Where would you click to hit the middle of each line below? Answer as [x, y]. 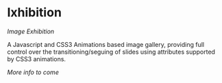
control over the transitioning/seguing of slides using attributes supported [111, 52]
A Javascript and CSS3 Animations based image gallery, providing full [106, 44]
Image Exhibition [31, 31]
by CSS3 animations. [37, 59]
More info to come [33, 72]
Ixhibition [34, 13]
